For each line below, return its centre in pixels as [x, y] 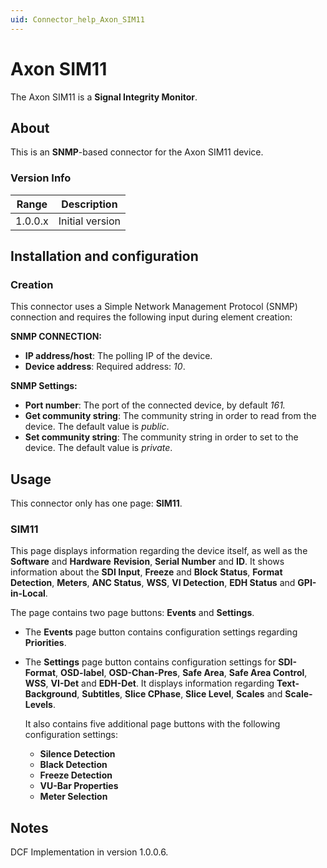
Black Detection [73, 765]
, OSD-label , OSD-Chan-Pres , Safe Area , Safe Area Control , [181, 673]
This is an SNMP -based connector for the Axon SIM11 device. [137, 152]
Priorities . [45, 643]
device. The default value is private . [98, 448]
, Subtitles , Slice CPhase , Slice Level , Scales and [179, 694]
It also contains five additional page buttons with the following [152, 724]
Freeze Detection [76, 775]
